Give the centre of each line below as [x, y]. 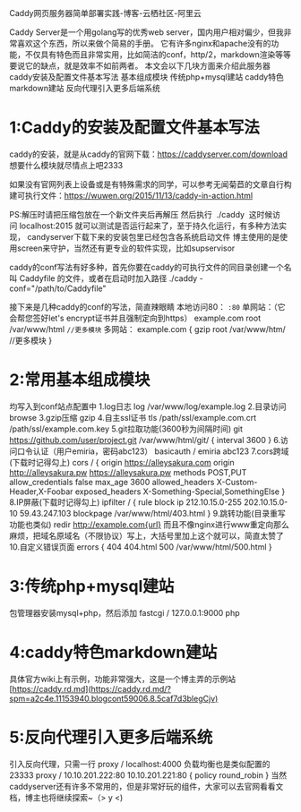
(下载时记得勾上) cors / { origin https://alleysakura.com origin [122, 462]
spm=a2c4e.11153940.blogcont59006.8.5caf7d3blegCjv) [114, 698]
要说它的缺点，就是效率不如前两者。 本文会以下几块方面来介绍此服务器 [140, 66]
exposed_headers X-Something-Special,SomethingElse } [180, 491]
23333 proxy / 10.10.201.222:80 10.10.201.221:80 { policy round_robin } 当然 [148, 775]
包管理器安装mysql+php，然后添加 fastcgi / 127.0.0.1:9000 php [125, 612]
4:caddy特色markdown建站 [113, 653]
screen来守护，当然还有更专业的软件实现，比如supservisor [126, 248]
